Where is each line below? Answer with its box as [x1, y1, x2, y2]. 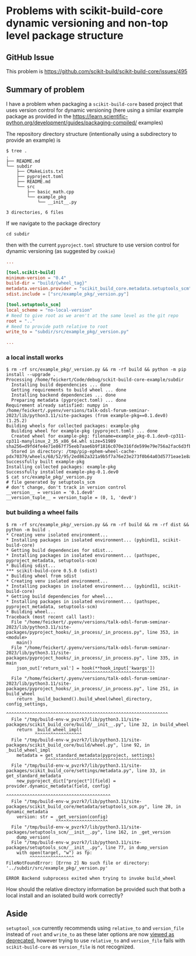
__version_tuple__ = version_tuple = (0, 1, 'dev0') [6, 495, 137, 501]
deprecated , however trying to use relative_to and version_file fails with [6, 937, 185, 944]
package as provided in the [6, 112, 72, 119]
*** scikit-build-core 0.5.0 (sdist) [6, 568, 98, 573]
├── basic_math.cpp [27, 189, 75, 194]
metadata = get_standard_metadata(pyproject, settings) [16, 752, 156, 758]
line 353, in [146, 629, 179, 635]
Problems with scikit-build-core [6, 4, 163, 18]
